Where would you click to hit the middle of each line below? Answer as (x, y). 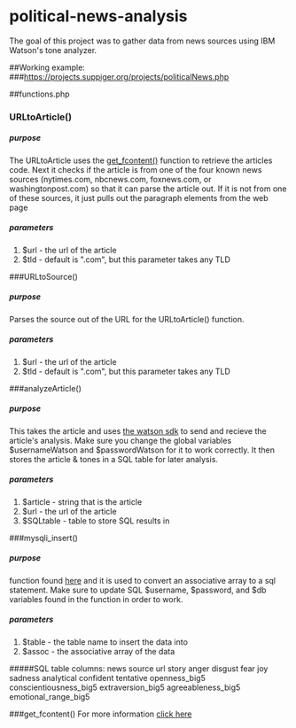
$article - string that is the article (82, 501)
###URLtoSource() (43, 276)
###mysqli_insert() (43, 538)
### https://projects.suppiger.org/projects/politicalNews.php (119, 76)
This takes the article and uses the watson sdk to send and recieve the (138, 430)
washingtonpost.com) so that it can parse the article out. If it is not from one (148, 189)
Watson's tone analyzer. (53, 50)
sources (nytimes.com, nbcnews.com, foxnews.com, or (110, 179)
